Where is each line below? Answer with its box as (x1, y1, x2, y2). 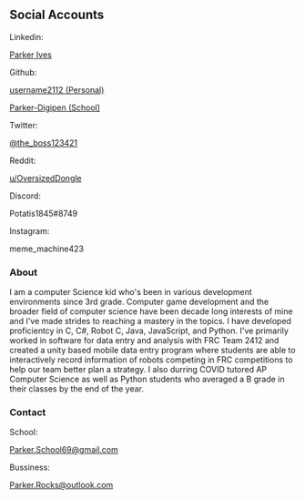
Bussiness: (9, 462, 50, 473)
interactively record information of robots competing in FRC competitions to (9, 354, 293, 365)
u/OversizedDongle (9, 172, 82, 183)
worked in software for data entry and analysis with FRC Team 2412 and (9, 335, 280, 346)
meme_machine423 (9, 243, 85, 254)
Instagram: (9, 225, 50, 236)
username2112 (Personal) (9, 84, 105, 95)
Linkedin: (9, 31, 44, 42)
